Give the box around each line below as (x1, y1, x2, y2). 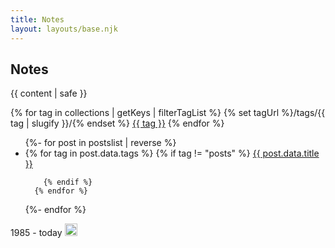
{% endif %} (43, 177, 93, 188)
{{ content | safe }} (10, 87, 88, 100)
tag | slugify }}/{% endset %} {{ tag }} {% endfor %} (10, 117, 225, 130)
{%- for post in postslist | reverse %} (24, 137, 177, 149)
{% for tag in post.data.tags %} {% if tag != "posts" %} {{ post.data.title (24, 147, 320, 160)
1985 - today (10, 227, 63, 239)
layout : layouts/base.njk (10, 24, 118, 34)
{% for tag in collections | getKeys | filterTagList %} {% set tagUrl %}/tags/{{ (10, 107, 326, 119)
